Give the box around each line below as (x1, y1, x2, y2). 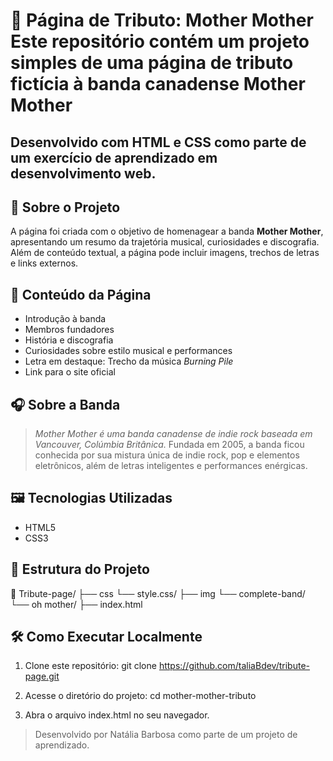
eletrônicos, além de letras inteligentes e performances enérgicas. (34, 460, 308, 472)
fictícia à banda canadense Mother (10, 73, 306, 96)
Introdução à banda (24, 313, 107, 325)
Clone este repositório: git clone (24, 660, 157, 672)
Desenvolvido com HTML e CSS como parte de (10, 134, 307, 151)
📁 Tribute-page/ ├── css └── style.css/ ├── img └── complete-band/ (10, 587, 306, 599)
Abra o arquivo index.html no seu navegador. (24, 709, 210, 721)
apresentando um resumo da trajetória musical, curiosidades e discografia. (10, 236, 320, 248)
